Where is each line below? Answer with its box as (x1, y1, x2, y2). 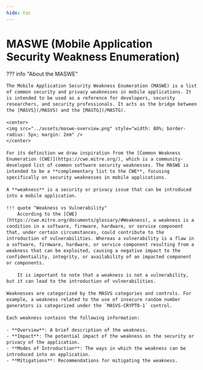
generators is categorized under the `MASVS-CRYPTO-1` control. (6, 302, 173, 308)
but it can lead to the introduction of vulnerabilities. (6, 278, 156, 284)
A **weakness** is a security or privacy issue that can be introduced (6, 186, 191, 192)
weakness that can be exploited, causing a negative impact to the (6, 247, 181, 253)
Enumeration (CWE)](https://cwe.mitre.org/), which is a (6, 156, 154, 162)
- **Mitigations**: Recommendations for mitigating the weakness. (6, 357, 178, 363)
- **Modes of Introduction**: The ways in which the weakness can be (6, 345, 187, 351)
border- (167, 125, 187, 131)
